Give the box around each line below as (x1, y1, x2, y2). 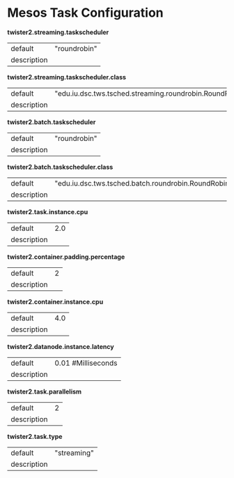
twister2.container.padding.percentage (7, 253, 125, 261)
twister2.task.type (7, 432, 63, 440)
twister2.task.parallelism (7, 387, 82, 396)
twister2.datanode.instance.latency (7, 342, 114, 350)
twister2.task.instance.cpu (7, 207, 88, 216)
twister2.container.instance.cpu (7, 297, 104, 306)
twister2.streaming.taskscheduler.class (7, 73, 127, 81)
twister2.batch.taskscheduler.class (7, 163, 114, 171)
